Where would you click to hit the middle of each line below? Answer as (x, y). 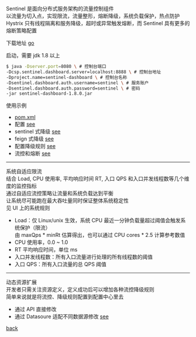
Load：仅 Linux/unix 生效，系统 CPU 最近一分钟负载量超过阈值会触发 (97, 221)
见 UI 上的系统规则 (28, 208)
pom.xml (25, 117)
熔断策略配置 (21, 30)
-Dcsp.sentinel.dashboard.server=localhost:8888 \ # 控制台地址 (84, 72)
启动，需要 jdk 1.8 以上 (33, 55)
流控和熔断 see (32, 153)
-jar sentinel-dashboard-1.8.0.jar (49, 94)
